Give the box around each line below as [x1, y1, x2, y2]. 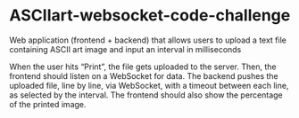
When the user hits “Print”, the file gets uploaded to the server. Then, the [9, 61, 277, 72]
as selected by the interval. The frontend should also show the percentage [9, 90, 283, 100]
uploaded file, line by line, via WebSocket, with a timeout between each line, [9, 80, 289, 90]
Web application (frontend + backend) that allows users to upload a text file [9, 35, 287, 45]
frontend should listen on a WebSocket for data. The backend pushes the [9, 70, 278, 81]
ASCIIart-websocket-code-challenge [9, 5, 291, 26]
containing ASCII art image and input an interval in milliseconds [9, 43, 242, 54]
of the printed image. [9, 98, 87, 109]
